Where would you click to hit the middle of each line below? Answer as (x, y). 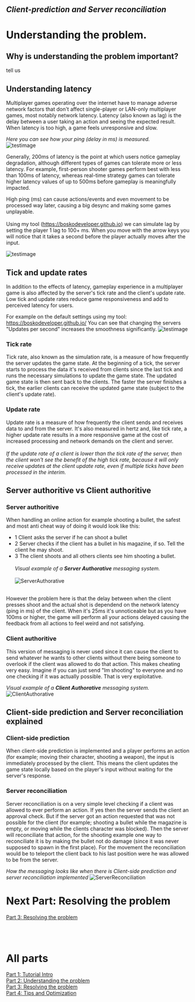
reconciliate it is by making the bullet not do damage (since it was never (93, 841)
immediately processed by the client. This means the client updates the (92, 763)
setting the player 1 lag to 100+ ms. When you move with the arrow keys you (98, 230)
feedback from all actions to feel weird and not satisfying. (76, 624)
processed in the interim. (36, 472)
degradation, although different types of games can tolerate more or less (94, 163)
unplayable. (20, 212)
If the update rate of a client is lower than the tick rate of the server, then (94, 453)
